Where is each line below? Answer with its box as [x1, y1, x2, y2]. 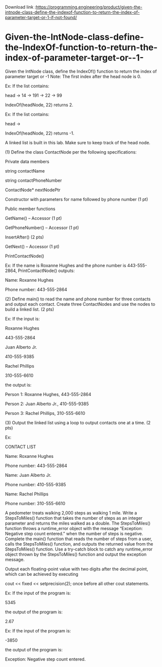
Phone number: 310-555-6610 [5, 500, 66, 506]
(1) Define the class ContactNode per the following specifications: [5, 149, 137, 155]
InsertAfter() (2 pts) [5, 234, 44, 240]
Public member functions [5, 206, 55, 212]
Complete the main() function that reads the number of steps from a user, [5, 536, 152, 542]
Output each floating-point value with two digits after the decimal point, [5, 566, 148, 572]
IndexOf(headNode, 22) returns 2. [5, 102, 73, 108]
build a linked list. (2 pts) [5, 306, 54, 312]
